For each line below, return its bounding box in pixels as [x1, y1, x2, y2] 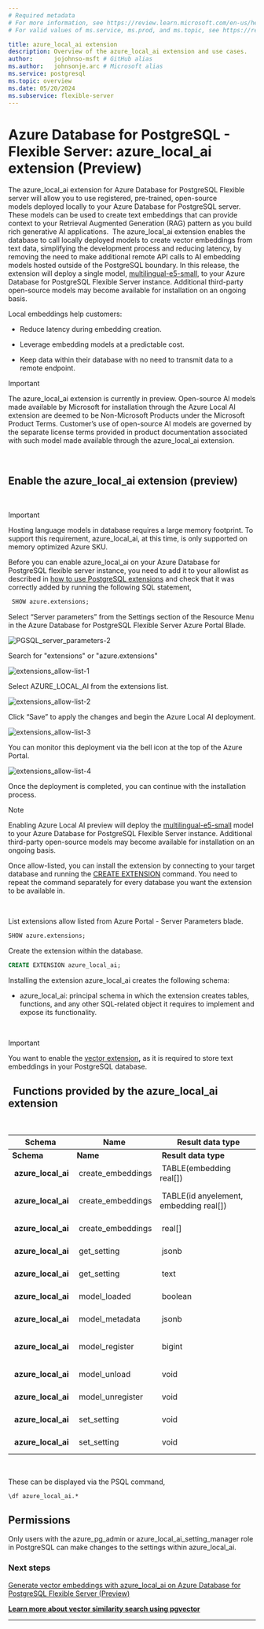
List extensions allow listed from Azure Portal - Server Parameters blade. [8, 917, 244, 926]
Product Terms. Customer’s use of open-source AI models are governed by [8, 419, 252, 429]
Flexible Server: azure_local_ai [8, 143, 212, 160]
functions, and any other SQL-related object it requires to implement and [19, 999, 255, 1009]
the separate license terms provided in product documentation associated [8, 427, 247, 437]
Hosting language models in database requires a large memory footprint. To [8, 526, 254, 535]
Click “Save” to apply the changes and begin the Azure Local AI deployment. [8, 712, 256, 721]
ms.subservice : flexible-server [8, 91, 114, 99]
